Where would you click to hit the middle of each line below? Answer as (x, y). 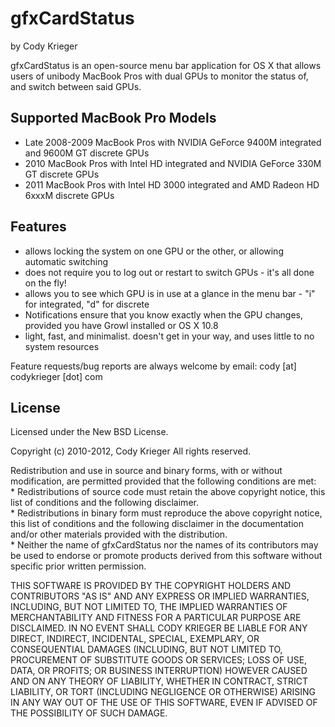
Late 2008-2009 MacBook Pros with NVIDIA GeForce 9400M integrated (173, 142)
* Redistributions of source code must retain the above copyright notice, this (168, 492)
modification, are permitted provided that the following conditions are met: (163, 481)
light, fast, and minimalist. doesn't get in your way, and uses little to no (169, 336)
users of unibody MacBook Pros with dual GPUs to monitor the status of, (159, 76)
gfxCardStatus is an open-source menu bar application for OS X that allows (166, 65)
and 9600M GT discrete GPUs (87, 153)
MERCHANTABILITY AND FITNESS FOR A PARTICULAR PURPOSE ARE (156, 618)
